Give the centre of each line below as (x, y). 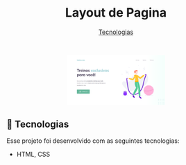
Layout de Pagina (116, 13)
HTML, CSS (33, 155)
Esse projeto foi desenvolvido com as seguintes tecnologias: (93, 141)
